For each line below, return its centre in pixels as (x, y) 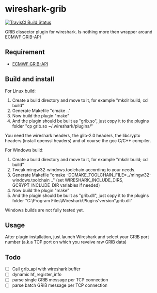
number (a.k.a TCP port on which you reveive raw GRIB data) (66, 242)
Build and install (30, 79)
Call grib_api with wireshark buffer (46, 269)
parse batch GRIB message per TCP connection (60, 285)
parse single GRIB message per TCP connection (60, 280)
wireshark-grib (36, 9)
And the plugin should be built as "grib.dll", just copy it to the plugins (80, 195)
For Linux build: (20, 91)
